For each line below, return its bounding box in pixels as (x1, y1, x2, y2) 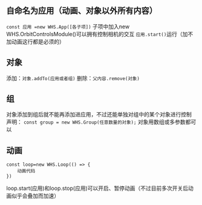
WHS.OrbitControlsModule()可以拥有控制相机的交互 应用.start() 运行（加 (6, 30, 188, 37)
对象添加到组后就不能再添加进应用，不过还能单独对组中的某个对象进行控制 (6, 111, 192, 118)
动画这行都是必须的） (11, 38, 65, 45)
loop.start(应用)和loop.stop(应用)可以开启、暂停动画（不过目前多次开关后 (6, 184, 189, 192)
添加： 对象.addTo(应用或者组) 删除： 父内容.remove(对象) (6, 74, 140, 81)
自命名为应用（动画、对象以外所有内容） (6, 5, 157, 16)
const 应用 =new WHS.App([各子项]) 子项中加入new (6, 23, 130, 30)
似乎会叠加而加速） (11, 192, 59, 200)
